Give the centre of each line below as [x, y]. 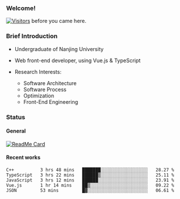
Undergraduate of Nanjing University [59, 49]
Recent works [23, 157]
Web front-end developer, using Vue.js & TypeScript [77, 60]
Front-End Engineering [51, 102]
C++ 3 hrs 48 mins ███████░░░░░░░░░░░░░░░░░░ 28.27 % [90, 170]
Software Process [45, 89]
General [16, 131]
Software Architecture [50, 83]
